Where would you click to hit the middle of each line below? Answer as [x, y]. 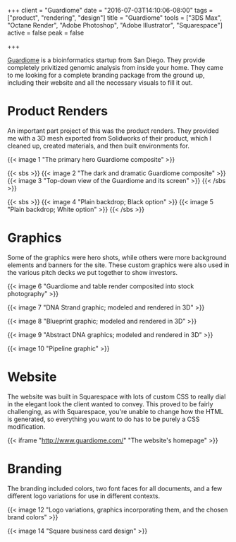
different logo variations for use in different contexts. [84, 496]
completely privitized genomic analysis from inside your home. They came [115, 67]
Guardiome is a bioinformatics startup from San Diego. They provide [106, 60]
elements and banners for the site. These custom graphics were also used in [118, 265]
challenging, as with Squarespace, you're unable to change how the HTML [116, 411]
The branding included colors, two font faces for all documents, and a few [115, 488]
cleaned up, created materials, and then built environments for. [99, 146]
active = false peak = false [46, 33]
